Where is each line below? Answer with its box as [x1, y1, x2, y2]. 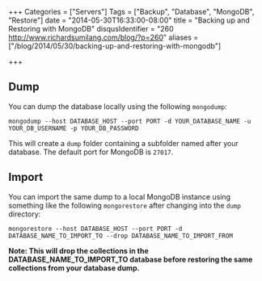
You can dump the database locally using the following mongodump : [8, 101, 228, 111]
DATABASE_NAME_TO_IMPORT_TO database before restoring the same [8, 254, 253, 264]
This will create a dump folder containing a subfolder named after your [8, 138, 239, 148]
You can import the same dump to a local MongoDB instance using [8, 191, 231, 201]
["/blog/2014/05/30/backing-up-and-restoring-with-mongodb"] [8, 41, 222, 51]
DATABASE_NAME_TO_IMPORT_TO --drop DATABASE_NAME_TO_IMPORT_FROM [8, 232, 233, 240]
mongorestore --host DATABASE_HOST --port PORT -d [8, 224, 183, 233]
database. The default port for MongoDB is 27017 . [8, 147, 174, 157]
